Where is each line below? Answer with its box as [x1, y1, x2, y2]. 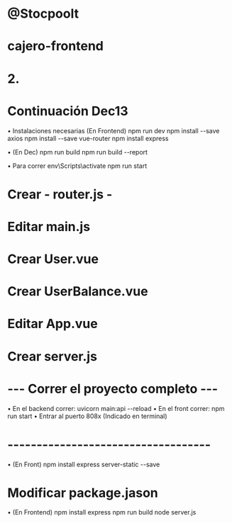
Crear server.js [7, 348, 98, 364]
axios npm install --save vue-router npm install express [7, 134, 169, 142]
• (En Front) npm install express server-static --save [7, 460, 160, 468]
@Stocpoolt [7, 6, 79, 22]
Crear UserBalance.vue [7, 283, 148, 300]
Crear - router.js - [7, 186, 113, 202]
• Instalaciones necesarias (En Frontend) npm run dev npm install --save [7, 126, 220, 135]
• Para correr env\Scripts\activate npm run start [7, 162, 148, 170]
